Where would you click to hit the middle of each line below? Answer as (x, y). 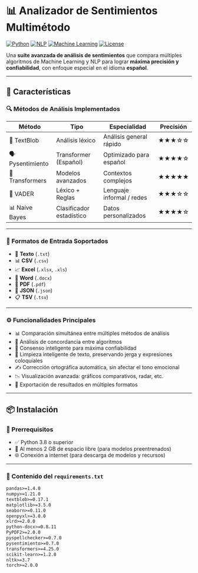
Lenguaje (116, 190)
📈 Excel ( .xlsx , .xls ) (41, 269)
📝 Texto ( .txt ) (32, 253)
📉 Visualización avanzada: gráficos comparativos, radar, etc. (89, 376)
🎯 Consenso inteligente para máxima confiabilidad (75, 348)
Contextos (117, 173)
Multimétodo (38, 27)
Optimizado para (126, 155)
